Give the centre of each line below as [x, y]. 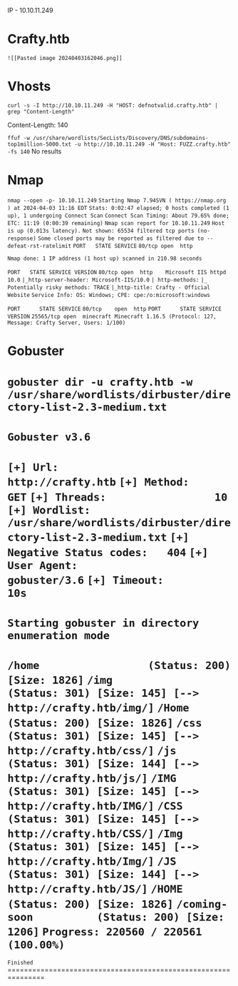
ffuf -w [19, 138]
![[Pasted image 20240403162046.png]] [65, 58]
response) [22, 238]
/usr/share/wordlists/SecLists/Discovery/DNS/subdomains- [121, 138]
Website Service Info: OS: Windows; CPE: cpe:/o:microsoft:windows [109, 295]
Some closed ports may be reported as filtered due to [121, 238]
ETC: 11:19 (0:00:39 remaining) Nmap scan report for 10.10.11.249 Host [116, 223]
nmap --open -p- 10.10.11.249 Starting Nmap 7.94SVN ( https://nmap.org [117, 200]
